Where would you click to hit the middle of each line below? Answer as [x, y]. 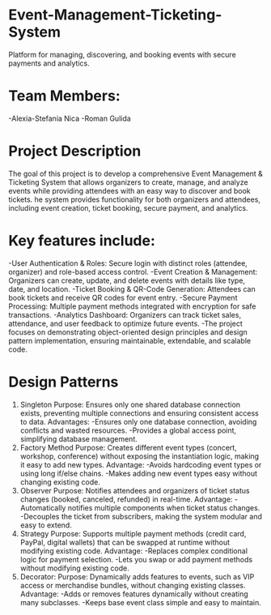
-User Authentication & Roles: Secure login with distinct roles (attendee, [128, 263]
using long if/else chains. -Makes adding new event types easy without [138, 473]
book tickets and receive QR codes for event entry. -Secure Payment [123, 297]
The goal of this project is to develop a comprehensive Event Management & [135, 173]
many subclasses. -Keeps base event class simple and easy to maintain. [140, 602]
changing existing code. [60, 482]
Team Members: [64, 96]
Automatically [43, 507]
